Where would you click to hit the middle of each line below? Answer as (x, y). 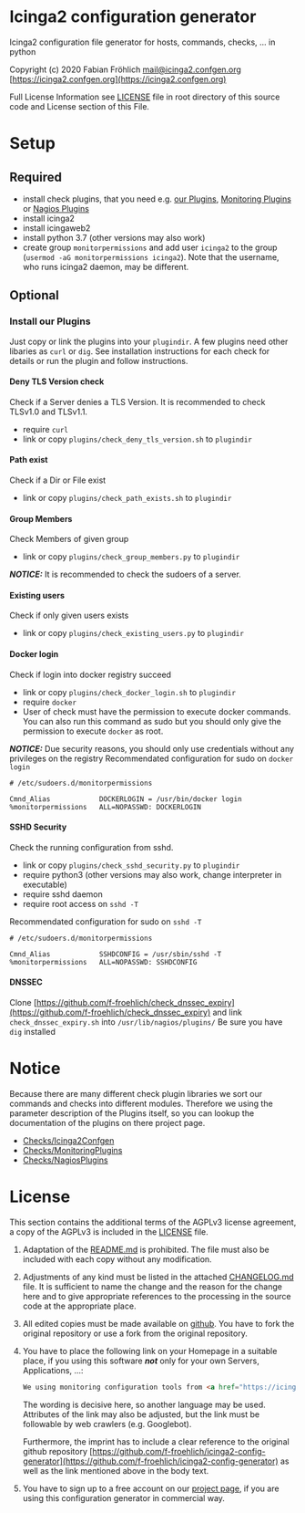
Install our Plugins (50, 321)
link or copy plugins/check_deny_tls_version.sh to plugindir (137, 439)
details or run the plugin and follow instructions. (99, 360)
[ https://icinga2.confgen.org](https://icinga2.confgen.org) (118, 78)
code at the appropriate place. (79, 1306)
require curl (46, 429)
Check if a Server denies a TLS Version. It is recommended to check (137, 402)
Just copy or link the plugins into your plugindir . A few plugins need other (149, 341)
